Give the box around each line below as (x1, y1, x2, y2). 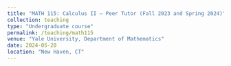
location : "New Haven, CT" (7, 49, 85, 56)
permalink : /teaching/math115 (7, 29, 94, 36)
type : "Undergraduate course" (7, 23, 94, 30)
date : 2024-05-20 (7, 42, 57, 49)
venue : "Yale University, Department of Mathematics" (7, 36, 165, 43)
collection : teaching (7, 16, 69, 23)
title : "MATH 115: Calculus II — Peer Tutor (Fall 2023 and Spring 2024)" (7, 10, 226, 17)
